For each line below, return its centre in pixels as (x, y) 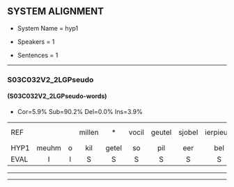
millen (89, 132)
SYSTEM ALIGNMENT (56, 11)
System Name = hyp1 (48, 28)
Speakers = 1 (36, 42)
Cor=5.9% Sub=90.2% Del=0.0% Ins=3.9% (80, 111)
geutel (161, 132)
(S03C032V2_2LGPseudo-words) (57, 96)
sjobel (188, 132)
